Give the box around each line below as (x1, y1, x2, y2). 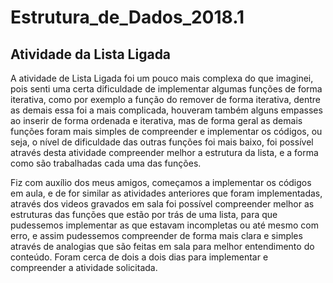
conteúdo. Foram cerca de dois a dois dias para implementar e (10, 251, 269, 263)
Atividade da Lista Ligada (10, 46, 172, 63)
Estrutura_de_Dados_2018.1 (10, 6, 245, 29)
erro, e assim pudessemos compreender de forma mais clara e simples (10, 230, 303, 241)
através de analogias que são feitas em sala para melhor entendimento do (10, 241, 315, 252)
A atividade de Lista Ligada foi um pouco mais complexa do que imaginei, (10, 72, 314, 84)
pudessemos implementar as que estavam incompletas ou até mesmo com (10, 219, 319, 231)
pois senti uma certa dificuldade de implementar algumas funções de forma (10, 83, 323, 95)
